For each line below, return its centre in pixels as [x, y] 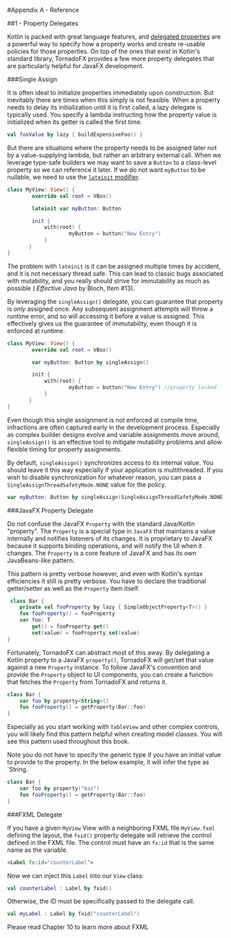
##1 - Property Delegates [43, 23]
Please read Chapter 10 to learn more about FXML [78, 927]
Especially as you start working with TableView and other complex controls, [113, 727]
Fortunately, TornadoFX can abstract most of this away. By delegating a [108, 652]
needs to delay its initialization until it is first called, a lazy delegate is [104, 107]
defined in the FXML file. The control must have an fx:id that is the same [111, 842]
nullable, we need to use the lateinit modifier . [74, 177]
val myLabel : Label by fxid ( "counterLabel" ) [73, 914]
